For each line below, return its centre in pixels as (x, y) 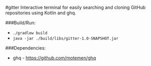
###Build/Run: (20, 23)
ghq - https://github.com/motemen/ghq (54, 58)
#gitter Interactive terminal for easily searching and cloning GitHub (75, 7)
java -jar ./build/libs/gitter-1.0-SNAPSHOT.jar (66, 38)
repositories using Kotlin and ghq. (41, 13)
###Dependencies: (26, 48)
